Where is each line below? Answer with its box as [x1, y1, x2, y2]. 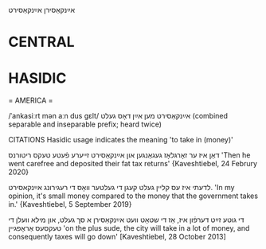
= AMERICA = [8, 95, 53, 105]
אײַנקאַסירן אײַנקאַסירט [8, 6, 76, 14]
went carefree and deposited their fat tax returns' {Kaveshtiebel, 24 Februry [8, 159, 257, 169]
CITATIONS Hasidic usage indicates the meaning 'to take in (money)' [8, 135, 233, 145]
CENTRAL [8, 33, 75, 51]
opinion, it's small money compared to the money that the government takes [8, 191, 259, 200]
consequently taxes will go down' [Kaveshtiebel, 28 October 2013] [8, 232, 226, 242]
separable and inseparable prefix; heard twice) [8, 119, 162, 129]
